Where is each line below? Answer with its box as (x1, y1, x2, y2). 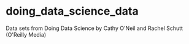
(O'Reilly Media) (6, 31, 47, 38)
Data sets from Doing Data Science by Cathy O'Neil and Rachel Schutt (6, 24, 183, 32)
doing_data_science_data (6, 4, 139, 18)
